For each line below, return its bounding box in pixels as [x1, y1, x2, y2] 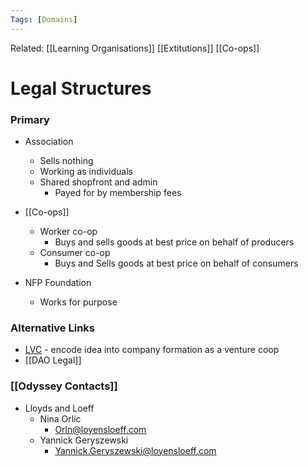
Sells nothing [39, 155, 94, 167]
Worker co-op [39, 226, 98, 238]
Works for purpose [39, 296, 118, 308]
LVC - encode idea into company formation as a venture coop [24, 344, 280, 356]
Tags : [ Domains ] [10, 14, 78, 25]
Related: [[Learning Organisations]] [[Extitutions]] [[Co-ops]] [10, 42, 260, 54]
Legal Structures [10, 77, 152, 100]
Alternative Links [10, 321, 96, 335]
